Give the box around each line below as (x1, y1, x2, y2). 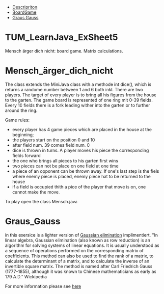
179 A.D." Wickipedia (5, 273, 47, 279)
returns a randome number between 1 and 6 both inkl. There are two (5, 86, 143, 92)
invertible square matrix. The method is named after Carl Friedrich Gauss (5, 263, 153, 269)
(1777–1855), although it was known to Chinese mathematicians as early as (5, 268, 157, 274)
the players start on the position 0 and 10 (12, 137, 95, 143)
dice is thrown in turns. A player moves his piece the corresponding (12, 147, 149, 153)
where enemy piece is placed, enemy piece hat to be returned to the (12, 173, 151, 179)
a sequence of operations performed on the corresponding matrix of (5, 247, 144, 253)
